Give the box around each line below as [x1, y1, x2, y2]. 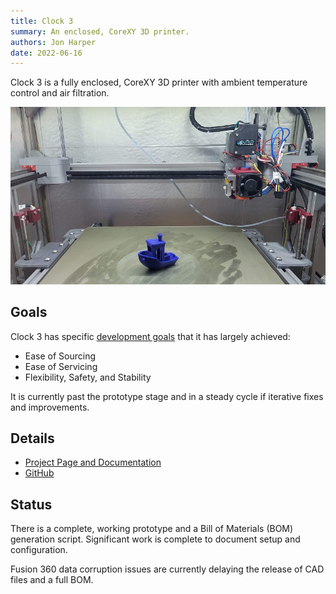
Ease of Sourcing [24, 350, 97, 362]
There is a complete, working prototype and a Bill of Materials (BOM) [10, 523, 294, 535]
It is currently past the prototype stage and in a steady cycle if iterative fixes [10, 390, 324, 402]
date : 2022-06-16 [10, 48, 83, 58]
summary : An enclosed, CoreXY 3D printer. [10, 26, 190, 37]
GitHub [24, 467, 55, 479]
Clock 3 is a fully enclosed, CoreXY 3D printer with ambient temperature [10, 76, 308, 89]
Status [10, 496, 53, 513]
